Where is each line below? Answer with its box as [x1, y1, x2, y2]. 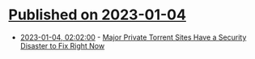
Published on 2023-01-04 [8, 6, 186, 24]
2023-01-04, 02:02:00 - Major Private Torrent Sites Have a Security [19, 32, 247, 42]
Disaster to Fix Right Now [19, 40, 105, 50]
